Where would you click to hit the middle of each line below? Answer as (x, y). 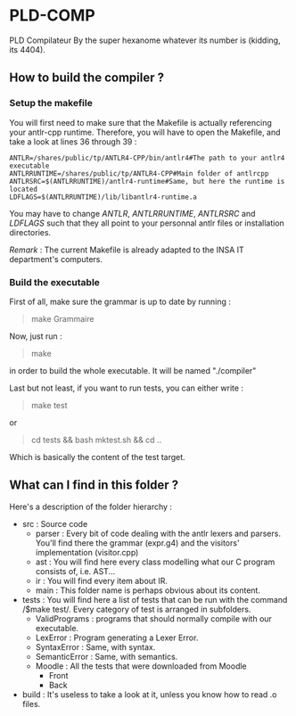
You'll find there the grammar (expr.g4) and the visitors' (137, 543)
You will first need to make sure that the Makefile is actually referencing (140, 122)
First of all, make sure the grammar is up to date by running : (120, 301)
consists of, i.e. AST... (75, 571)
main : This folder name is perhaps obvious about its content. (148, 590)
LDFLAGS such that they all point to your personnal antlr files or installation (147, 223)
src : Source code (55, 523)
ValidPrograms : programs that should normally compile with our (153, 618)
